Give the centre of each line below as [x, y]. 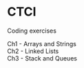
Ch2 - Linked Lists [33, 51]
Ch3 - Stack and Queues [42, 58]
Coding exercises [32, 31]
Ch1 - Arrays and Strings [42, 44]
